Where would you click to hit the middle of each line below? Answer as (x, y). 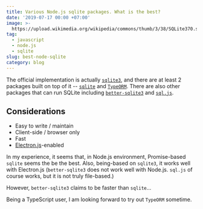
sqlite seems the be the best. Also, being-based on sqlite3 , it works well (98, 163)
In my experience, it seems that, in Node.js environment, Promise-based (96, 157)
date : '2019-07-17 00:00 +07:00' (48, 18)
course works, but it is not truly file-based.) (60, 176)
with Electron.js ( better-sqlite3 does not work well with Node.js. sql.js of (99, 170)
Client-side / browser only (47, 132)
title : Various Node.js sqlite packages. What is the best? (84, 12)
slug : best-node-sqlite (36, 57)
